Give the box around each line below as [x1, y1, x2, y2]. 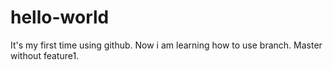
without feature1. [10, 49, 80, 61]
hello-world [10, 6, 110, 29]
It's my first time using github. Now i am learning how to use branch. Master [10, 39, 323, 51]
